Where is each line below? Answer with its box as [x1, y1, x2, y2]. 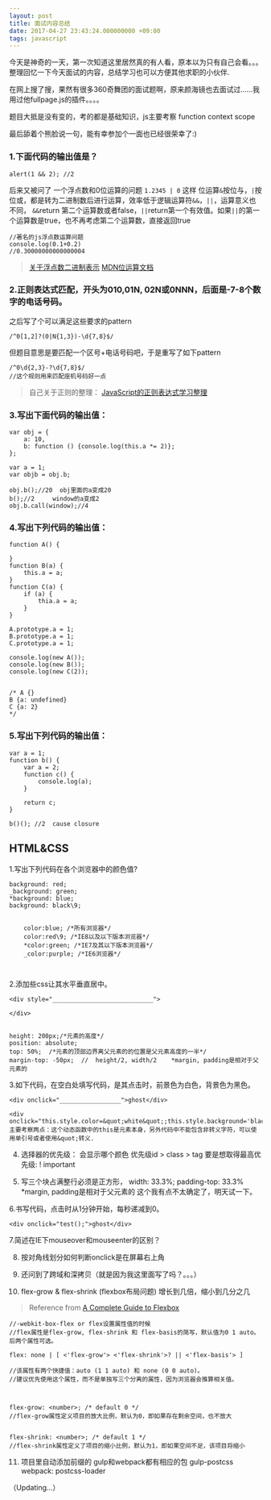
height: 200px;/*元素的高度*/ [9, 1031, 105, 1040]
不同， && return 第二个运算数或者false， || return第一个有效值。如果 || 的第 [9, 205, 253, 215]
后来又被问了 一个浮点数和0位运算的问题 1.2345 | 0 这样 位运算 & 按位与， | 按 [9, 185, 262, 194]
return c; [23, 798, 57, 806]
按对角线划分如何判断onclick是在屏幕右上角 [20, 1252, 165, 1262]
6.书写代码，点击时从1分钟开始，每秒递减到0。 [9, 1203, 164, 1214]
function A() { [9, 541, 60, 549]
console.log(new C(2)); [9, 668, 89, 676]
